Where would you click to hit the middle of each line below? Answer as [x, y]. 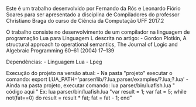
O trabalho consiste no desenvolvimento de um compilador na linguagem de [98, 32]
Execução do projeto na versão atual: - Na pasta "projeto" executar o [89, 73]
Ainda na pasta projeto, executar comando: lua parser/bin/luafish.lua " [91, 85]
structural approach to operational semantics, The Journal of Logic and [92, 44]
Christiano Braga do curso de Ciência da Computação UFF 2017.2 [85, 21]
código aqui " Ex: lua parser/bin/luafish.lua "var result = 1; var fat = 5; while [97, 92]
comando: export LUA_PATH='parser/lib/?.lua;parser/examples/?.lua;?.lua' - [97, 79]
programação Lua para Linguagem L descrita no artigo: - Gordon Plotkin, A [96, 38]
